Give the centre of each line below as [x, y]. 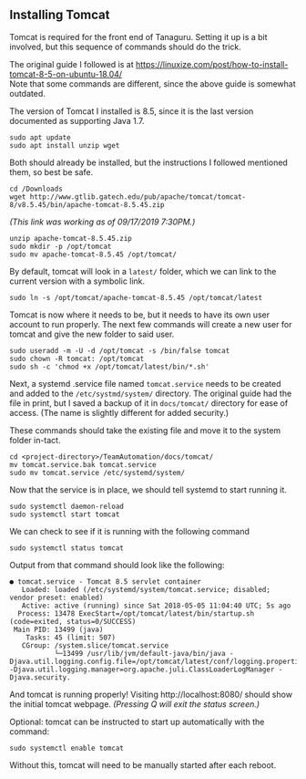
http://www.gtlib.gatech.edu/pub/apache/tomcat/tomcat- [138, 197]
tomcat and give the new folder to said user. [92, 334]
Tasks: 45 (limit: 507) [71, 638]
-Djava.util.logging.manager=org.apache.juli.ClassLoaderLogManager [142, 670]
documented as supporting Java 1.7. [77, 120]
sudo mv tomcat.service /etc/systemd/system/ [97, 473]
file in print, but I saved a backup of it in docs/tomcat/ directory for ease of [149, 403]
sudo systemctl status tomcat [67, 548]
